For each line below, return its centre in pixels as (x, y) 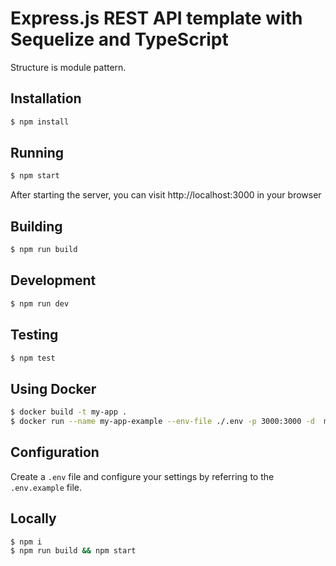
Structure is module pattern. (68, 67)
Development (53, 280)
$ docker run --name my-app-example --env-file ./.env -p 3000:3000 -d (162, 422)
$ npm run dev (40, 303)
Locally (33, 518)
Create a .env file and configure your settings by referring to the (142, 476)
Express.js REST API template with (156, 18)
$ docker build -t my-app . (69, 412)
